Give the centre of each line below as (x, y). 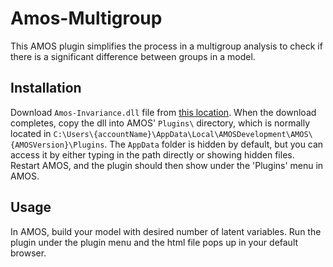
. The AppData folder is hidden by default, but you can (214, 144)
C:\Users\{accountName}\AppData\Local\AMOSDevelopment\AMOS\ (183, 134)
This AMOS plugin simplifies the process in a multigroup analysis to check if (166, 46)
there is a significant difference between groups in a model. (133, 56)
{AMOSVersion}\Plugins (57, 145)
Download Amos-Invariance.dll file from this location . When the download (163, 112)
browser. (28, 253)
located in (31, 133)
